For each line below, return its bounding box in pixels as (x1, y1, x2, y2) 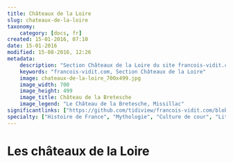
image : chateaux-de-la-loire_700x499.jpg (19, 74, 141, 82)
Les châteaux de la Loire (7, 143, 150, 159)
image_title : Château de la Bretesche (19, 94, 132, 101)
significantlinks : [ (7, 107, 67, 114)
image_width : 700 (19, 81, 70, 88)
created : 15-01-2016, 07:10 (7, 36, 89, 43)
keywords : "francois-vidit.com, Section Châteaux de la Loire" (19, 68, 207, 75)
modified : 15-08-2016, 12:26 (7, 49, 92, 56)
